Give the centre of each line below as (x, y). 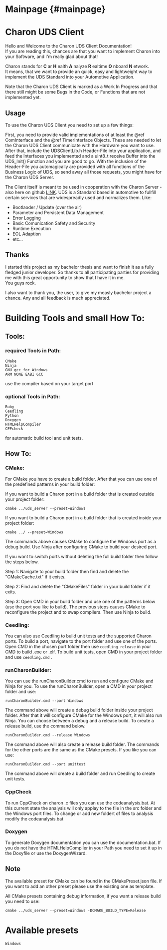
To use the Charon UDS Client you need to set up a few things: (69, 125)
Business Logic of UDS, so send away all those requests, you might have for (83, 172)
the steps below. (22, 562)
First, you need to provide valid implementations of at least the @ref (75, 135)
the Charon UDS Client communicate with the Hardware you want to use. (80, 145)
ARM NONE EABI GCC (24, 374)
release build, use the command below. (45, 726)
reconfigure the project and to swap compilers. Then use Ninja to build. (78, 612)
